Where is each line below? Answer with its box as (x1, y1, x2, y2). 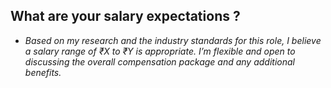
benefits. (24, 66, 62, 78)
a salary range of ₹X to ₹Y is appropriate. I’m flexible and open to (24, 45, 296, 57)
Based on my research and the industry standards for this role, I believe (24, 34, 322, 46)
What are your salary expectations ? (10, 8, 241, 25)
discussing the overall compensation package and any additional (24, 55, 295, 68)
